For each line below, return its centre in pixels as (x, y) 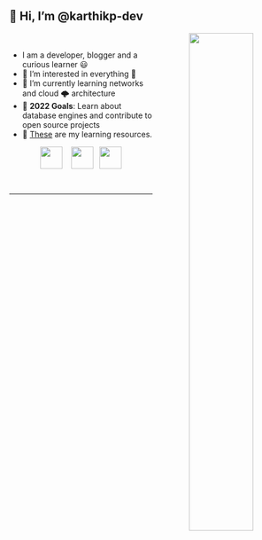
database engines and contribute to (87, 115)
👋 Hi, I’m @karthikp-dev (76, 16)
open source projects (61, 124)
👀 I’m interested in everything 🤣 (79, 74)
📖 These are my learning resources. (87, 134)
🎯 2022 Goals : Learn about (72, 106)
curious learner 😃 (55, 64)
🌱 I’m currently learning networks (83, 83)
